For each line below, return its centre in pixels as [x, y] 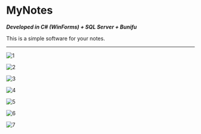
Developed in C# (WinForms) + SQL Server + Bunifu [71, 27]
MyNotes [30, 10]
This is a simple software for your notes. [56, 38]
